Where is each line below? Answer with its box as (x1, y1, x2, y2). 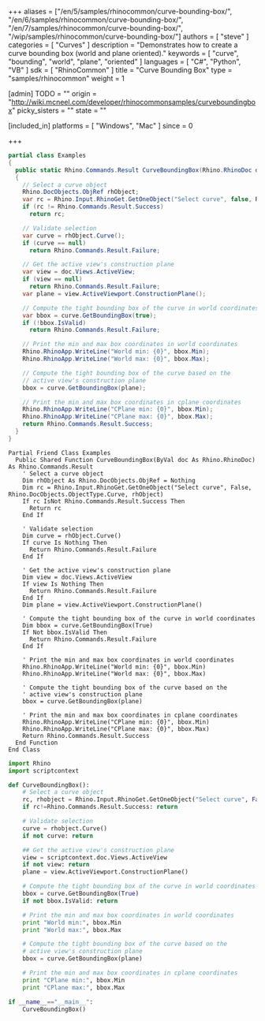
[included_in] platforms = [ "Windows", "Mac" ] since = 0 (8, 121, 193, 130)
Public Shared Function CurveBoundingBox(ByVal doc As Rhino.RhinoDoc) (15, 456, 256, 464)
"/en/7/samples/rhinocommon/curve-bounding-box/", (8, 24, 184, 32)
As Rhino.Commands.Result (8, 463, 93, 471)
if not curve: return (22, 832, 93, 840)
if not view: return (22, 861, 90, 869)
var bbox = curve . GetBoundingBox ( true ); (22, 311, 157, 319)
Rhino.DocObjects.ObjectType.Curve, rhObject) (8, 490, 164, 498)
